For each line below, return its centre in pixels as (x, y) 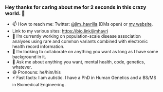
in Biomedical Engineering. (39, 85)
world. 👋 (15, 13)
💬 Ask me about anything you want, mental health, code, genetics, (79, 62)
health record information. (38, 46)
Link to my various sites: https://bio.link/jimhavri (60, 31)
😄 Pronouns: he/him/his (36, 72)
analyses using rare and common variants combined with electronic (80, 41)
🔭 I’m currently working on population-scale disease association (76, 36)
